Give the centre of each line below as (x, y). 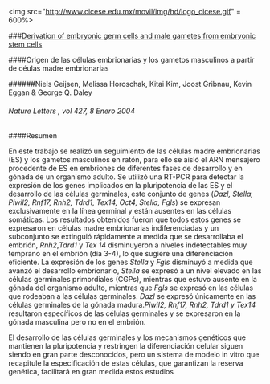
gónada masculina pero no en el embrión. (77, 322)
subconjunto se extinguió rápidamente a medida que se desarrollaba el (126, 237)
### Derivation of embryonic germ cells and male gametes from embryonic (132, 36)
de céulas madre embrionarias (59, 68)
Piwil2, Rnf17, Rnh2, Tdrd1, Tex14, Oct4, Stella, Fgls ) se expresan (115, 202)
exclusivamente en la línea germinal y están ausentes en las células (120, 211)
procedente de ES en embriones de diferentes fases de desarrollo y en (125, 169)
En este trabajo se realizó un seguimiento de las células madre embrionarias (135, 151)
